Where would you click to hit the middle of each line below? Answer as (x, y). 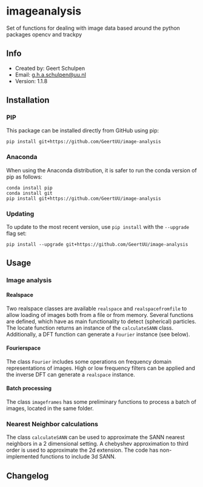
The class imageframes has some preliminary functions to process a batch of (101, 401)
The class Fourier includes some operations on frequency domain (89, 361)
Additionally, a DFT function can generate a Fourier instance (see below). (98, 334)
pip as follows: (24, 177)
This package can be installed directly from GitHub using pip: (83, 131)
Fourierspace (24, 348)
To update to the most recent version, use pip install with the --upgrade (98, 227)
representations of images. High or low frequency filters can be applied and (101, 368)
